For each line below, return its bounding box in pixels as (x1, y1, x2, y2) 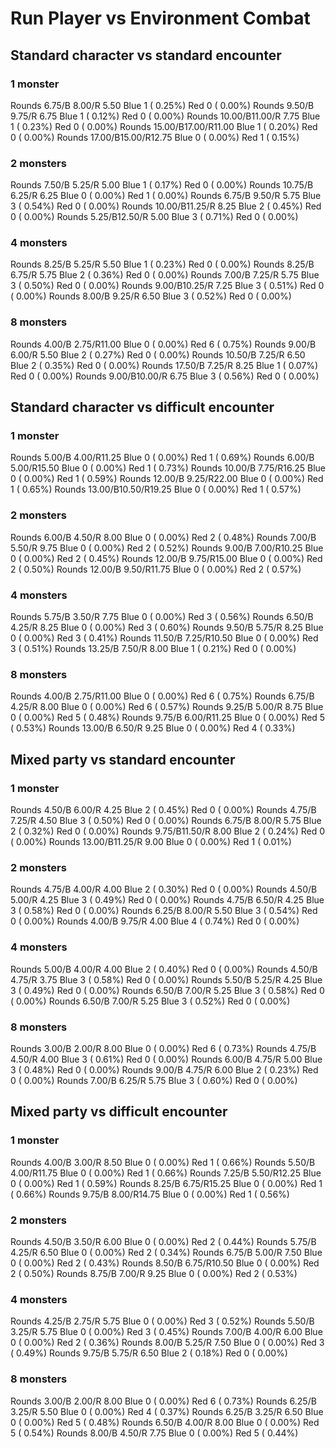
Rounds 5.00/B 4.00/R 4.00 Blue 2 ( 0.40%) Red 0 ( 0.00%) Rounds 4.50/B (10, 963, 318, 975)
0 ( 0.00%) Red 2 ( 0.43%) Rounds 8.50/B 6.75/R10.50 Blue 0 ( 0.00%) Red (10, 1257, 320, 1269)
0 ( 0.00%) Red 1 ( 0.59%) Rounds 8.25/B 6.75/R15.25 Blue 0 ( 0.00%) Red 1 (10, 1177, 323, 1189)
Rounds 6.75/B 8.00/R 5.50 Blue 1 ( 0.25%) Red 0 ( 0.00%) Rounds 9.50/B (10, 99, 315, 111)
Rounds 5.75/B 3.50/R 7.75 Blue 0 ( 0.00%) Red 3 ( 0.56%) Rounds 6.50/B (10, 611, 314, 623)
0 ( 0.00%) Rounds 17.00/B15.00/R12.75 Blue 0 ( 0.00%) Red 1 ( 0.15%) (10, 131, 300, 143)
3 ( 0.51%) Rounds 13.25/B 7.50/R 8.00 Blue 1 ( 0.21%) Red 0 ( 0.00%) (10, 643, 297, 655)
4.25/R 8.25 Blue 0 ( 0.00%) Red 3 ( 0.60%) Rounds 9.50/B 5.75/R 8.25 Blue (10, 622, 324, 634)
